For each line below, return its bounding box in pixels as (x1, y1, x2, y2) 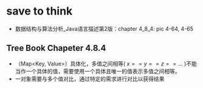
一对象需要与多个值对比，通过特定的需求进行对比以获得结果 (15, 75, 165, 83)
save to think (6, 4, 73, 18)
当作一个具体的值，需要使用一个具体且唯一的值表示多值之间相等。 (15, 67, 181, 75)
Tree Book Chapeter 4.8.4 (6, 43, 106, 53)
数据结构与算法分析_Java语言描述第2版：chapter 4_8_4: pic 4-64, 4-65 (15, 25, 193, 32)
